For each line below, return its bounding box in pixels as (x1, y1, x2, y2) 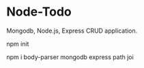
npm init (6, 39, 29, 48)
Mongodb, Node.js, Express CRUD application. (6, 27, 138, 35)
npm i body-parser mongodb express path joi (6, 52, 134, 61)
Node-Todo (6, 4, 72, 20)
